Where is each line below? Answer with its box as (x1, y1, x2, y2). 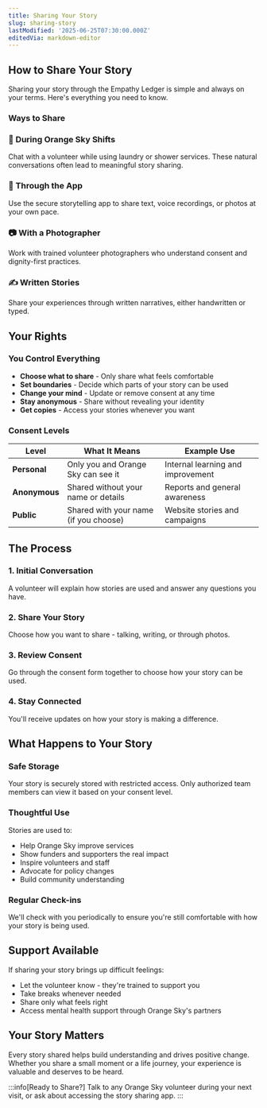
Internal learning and (164, 459, 242, 470)
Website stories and (164, 505, 239, 516)
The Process (8, 541, 72, 555)
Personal (12, 464, 47, 475)
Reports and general (164, 482, 241, 493)
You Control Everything (8, 353, 101, 364)
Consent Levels (8, 424, 70, 436)
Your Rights (8, 329, 68, 343)
